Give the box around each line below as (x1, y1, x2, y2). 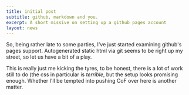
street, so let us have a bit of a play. (6, 53, 92, 60)
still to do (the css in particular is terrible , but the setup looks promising (6, 71, 178, 78)
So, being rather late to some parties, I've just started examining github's (6, 41, 182, 48)
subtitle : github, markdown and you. (6, 14, 99, 20)
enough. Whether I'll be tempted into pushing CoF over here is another (6, 77, 177, 84)
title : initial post (6, 8, 57, 15)
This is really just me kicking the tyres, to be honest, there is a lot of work (6, 65, 183, 72)
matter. (6, 83, 23, 91)
